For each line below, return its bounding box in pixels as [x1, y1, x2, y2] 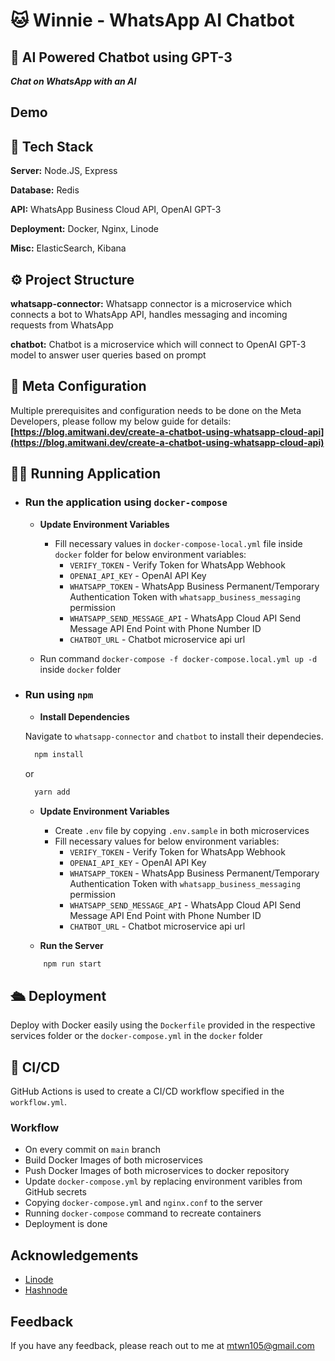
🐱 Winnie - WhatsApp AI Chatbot [10, 9, 295, 32]
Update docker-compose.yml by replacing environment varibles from [24, 1175, 303, 1188]
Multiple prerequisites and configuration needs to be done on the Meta [10, 404, 302, 416]
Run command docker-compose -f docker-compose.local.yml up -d [39, 652, 318, 664]
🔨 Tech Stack [10, 138, 94, 155]
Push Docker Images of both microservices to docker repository [24, 1165, 290, 1177]
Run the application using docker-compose [24, 495, 228, 509]
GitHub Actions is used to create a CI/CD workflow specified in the [10, 1085, 285, 1098]
